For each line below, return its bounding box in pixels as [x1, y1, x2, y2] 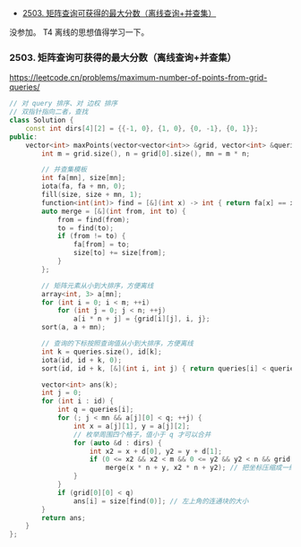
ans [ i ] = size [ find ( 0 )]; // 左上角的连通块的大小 [73, 496, 249, 506]
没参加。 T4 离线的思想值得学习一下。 [9, 27, 150, 38]
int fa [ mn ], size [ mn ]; [41, 174, 126, 183]
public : [9, 132, 39, 141]
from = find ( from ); [56, 215, 130, 224]
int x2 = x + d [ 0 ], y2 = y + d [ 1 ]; [89, 447, 222, 456]
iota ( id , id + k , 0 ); [41, 355, 123, 364]
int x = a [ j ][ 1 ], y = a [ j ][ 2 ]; [73, 422, 191, 431]
